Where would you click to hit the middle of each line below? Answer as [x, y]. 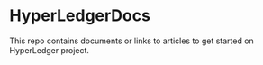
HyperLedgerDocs [80, 16]
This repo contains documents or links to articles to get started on [131, 41]
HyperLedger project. [50, 50]
